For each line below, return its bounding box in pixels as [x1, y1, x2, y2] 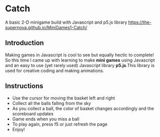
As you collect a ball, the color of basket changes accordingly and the [12, 105, 154, 111]
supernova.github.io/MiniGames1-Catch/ [5, 24, 88, 30]
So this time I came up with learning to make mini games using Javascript [5, 57, 155, 63]
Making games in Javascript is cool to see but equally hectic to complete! [5, 52, 154, 58]
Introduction [5, 39, 44, 47]
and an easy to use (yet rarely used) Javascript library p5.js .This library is [5, 62, 155, 68]
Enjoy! [12, 126, 25, 132]
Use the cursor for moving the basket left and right [12, 95, 115, 101]
